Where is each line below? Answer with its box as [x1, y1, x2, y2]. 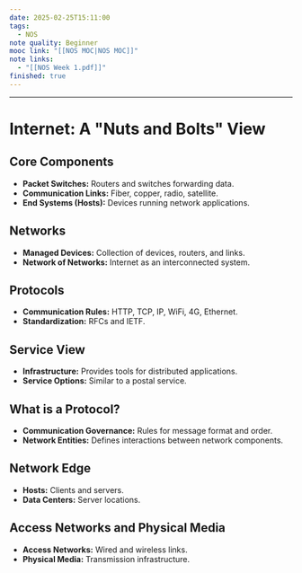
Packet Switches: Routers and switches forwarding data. [22, 178, 235, 189]
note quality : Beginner [9, 38, 99, 48]
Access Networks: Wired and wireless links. [22, 544, 188, 555]
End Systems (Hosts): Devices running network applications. [22, 197, 250, 207]
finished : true [9, 72, 67, 81]
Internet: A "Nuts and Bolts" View [9, 119, 266, 139]
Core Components [9, 154, 114, 170]
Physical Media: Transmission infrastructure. [22, 553, 191, 564]
